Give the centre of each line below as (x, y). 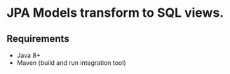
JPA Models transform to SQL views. (115, 13)
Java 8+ (28, 55)
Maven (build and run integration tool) (72, 63)
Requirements (38, 39)
